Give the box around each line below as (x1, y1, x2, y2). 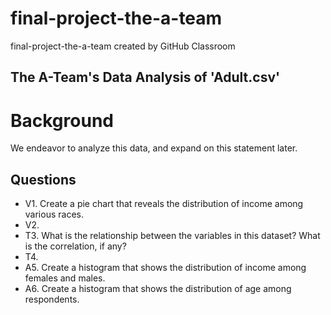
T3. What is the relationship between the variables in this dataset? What (24, 230, 321, 242)
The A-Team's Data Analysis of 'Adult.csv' (10, 69, 281, 86)
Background (10, 109, 114, 132)
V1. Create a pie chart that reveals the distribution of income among (24, 198, 304, 210)
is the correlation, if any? (24, 240, 127, 252)
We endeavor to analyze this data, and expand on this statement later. (10, 142, 298, 154)
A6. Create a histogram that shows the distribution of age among (24, 283, 292, 295)
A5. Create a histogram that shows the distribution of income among (24, 262, 307, 274)
